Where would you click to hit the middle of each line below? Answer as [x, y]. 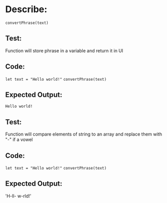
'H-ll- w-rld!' [18, 196]
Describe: [26, 9]
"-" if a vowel [19, 140]
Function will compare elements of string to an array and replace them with [84, 134]
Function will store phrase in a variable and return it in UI [64, 50]
